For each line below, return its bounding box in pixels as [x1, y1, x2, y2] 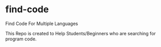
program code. [5, 36, 37, 42]
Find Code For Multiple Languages [5, 20, 78, 27]
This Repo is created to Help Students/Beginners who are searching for [5, 30, 156, 36]
